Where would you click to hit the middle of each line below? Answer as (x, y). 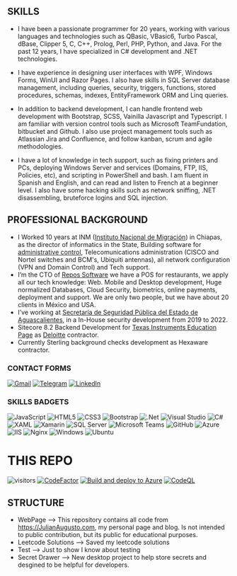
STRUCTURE (36, 503)
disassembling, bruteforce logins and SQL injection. (93, 197)
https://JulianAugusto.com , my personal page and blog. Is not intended (121, 527)
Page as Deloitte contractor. (58, 335)
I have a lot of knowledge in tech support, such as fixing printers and (117, 160)
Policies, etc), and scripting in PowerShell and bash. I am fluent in (113, 175)
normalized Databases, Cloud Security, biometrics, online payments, (117, 289)
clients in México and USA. (57, 304)
